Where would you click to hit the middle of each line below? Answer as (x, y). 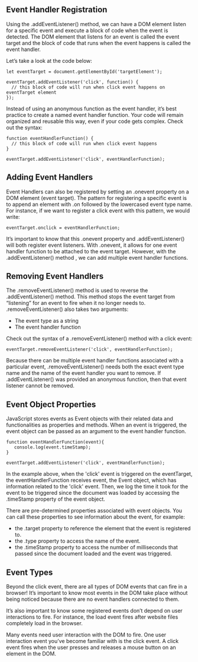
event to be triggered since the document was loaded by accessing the (93, 493)
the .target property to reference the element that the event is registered (103, 529)
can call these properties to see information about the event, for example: (95, 517)
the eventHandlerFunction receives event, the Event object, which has (91, 480)
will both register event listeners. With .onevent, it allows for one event (92, 245)
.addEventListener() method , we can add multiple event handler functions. (97, 257)
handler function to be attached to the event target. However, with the (91, 251)
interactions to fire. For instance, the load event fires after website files (92, 617)
